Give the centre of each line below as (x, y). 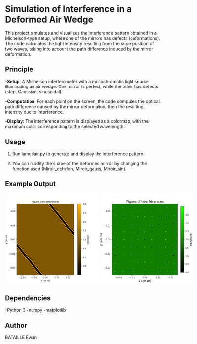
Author (16, 325)
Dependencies (28, 298)
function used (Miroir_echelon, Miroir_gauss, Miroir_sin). (69, 169)
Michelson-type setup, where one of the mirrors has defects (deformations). (82, 38)
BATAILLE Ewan (21, 337)
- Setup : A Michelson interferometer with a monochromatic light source (77, 81)
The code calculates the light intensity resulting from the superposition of (80, 43)
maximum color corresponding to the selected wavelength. (65, 126)
